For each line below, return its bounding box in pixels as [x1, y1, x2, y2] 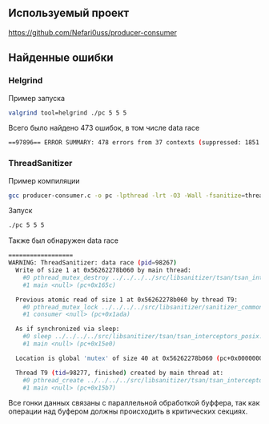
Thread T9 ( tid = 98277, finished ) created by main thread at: [15, 369, 224, 377]
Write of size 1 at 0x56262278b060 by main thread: [15, 266, 192, 275]
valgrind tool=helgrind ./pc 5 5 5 [8, 108, 127, 117]
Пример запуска [8, 93, 66, 103]
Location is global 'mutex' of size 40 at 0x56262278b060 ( [15, 354, 220, 362]
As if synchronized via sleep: [15, 325, 120, 333]
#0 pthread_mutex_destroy [22, 273, 110, 281]
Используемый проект [8, 6, 130, 20]
